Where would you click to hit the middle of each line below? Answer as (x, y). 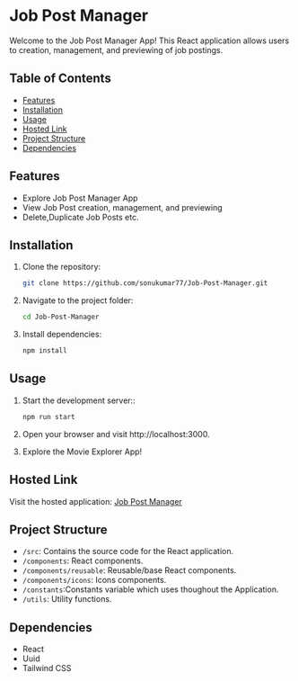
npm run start (48, 417)
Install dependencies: (62, 335)
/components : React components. (83, 561)
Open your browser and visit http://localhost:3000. (116, 434)
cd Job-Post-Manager (61, 317)
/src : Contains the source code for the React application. (128, 551)
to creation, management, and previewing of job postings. (116, 49)
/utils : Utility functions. (67, 599)
